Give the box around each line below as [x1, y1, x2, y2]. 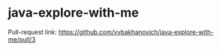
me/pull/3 [8, 35, 36, 43]
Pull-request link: [8, 28, 57, 36]
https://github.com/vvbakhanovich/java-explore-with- [58, 28, 214, 36]
